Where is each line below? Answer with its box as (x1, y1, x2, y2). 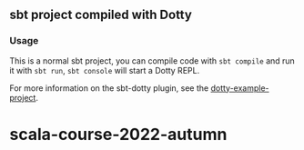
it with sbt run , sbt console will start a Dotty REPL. (9, 65, 200, 75)
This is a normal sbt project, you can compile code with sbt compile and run (9, 55, 296, 66)
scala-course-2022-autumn (9, 124, 228, 145)
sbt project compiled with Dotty (9, 7, 193, 23)
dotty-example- (210, 82, 270, 94)
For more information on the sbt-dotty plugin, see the (9, 82, 209, 94)
